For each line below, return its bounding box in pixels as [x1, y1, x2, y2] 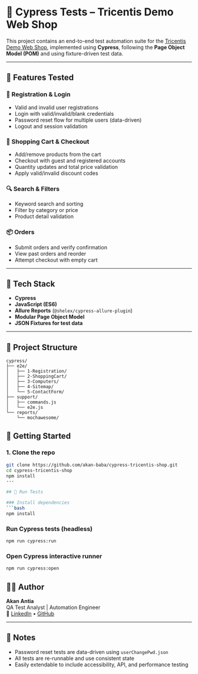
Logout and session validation [14, 122, 88, 129]
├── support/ [6, 394, 38, 401]
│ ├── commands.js [6, 399, 57, 405]
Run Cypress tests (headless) [6, 525, 93, 533]
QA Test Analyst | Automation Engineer [6, 604, 101, 611]
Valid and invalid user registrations [14, 103, 99, 111]
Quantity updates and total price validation [14, 163, 118, 170]
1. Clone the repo [6, 448, 55, 457]
